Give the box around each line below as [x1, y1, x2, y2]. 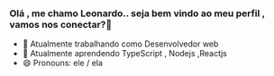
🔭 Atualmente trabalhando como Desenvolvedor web [22, 38, 219, 49]
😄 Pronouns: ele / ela [22, 57, 104, 69]
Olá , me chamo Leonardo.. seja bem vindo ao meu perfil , [9, 7, 266, 20]
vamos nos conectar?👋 [9, 18, 113, 30]
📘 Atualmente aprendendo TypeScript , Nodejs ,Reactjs [22, 48, 227, 59]
